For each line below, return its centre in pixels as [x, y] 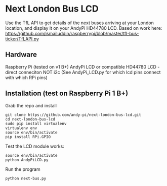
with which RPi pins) [26, 77]
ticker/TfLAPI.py [22, 39]
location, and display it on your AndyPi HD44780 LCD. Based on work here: [84, 28]
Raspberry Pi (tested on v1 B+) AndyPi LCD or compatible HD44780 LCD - [82, 67]
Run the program [23, 169]
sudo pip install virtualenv [36, 123]
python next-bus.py [26, 178]
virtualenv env [21, 128]
